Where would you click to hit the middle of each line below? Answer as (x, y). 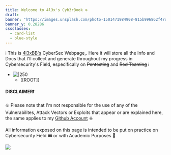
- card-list (23, 33)
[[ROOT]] (30, 80)
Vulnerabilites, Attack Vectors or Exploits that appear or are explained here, (84, 112)
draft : (12, 15)
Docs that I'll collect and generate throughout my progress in (69, 58)
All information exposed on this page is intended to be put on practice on (82, 130)
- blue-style (24, 38)
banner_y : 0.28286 (25, 24)
